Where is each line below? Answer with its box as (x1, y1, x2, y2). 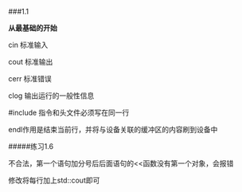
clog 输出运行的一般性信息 (8, 91, 95, 100)
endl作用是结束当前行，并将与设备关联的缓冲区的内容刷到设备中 (8, 125, 218, 134)
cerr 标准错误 (8, 74, 52, 83)
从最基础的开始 (8, 23, 57, 33)
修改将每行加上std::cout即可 (8, 175, 100, 185)
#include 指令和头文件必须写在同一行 (8, 108, 130, 117)
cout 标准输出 (8, 57, 53, 66)
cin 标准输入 (8, 40, 49, 49)
